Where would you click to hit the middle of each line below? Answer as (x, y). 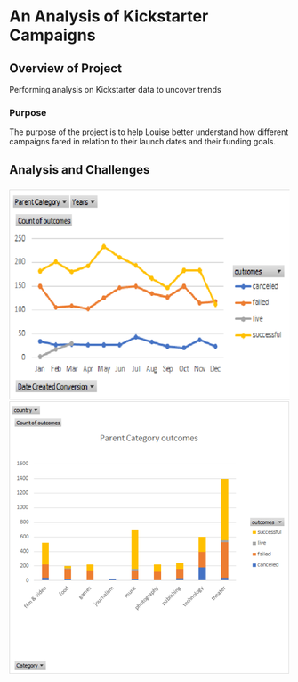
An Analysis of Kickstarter (109, 16)
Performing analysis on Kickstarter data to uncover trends (115, 90)
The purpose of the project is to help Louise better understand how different (149, 132)
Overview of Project (66, 68)
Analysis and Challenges (80, 170)
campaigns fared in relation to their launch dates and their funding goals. (142, 142)
